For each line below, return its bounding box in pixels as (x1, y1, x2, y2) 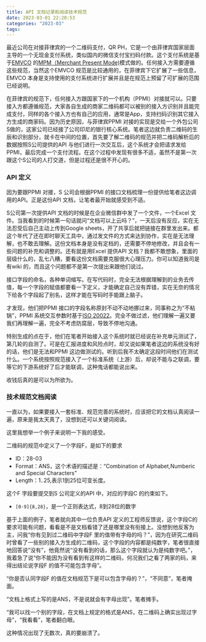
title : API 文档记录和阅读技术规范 (6, 9, 87, 15)
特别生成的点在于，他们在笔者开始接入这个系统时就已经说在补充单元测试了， (6, 332, 200, 340)
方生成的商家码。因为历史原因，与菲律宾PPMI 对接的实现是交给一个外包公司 (6, 118, 199, 126)
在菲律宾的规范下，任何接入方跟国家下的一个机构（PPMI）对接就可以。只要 (6, 95, 197, 102)
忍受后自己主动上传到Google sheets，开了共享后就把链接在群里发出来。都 (11, 224, 199, 232)
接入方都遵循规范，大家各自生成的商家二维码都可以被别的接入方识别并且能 (6, 102, 194, 110)
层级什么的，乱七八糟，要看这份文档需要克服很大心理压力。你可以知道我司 (6, 255, 194, 262)
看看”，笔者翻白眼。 (27, 616, 78, 623)
